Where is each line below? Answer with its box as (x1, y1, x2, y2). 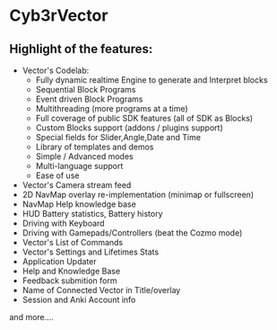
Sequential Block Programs (35, 85, 136, 94)
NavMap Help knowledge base (22, 199, 136, 210)
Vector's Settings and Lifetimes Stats (22, 246, 160, 257)
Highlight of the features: (9, 41, 153, 57)
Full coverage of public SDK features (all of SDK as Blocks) (35, 113, 254, 123)
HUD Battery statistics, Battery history (22, 209, 163, 219)
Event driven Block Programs (35, 94, 143, 104)
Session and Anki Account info (22, 294, 136, 305)
